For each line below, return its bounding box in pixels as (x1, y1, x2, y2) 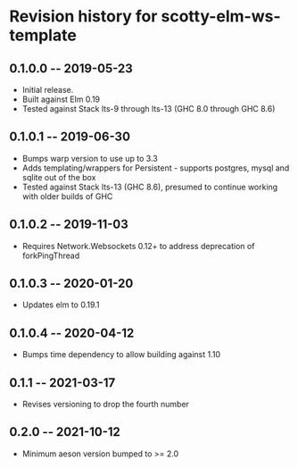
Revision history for (9, 6, 158, 27)
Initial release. (21, 85, 74, 95)
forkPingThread (21, 250, 80, 261)
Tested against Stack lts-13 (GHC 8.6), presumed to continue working (21, 181, 278, 192)
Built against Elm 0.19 (21, 94, 101, 104)
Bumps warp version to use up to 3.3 (21, 153, 158, 163)
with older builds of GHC (21, 190, 113, 202)
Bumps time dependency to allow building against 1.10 (21, 349, 221, 360)
